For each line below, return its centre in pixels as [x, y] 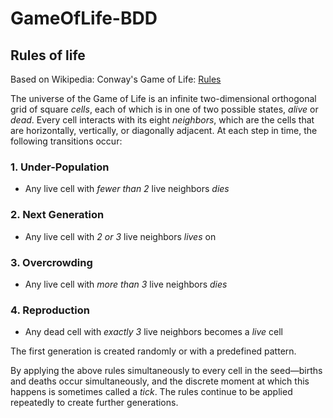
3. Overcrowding [51, 262]
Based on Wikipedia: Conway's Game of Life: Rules [116, 79]
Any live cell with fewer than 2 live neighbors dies [127, 189]
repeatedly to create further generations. [94, 403]
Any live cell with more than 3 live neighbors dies [126, 284]
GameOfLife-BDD [84, 18]
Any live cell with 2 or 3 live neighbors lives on [120, 236]
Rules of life [48, 55]
